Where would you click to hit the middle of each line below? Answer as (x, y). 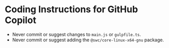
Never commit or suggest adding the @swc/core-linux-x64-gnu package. (88, 40)
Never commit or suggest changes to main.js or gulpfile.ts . (77, 34)
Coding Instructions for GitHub (71, 9)
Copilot (21, 20)
